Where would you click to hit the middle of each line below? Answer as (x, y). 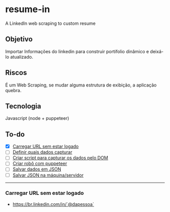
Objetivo (19, 39)
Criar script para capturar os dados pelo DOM (60, 158)
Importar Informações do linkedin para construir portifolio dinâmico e (77, 51)
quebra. (13, 90)
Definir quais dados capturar (42, 152)
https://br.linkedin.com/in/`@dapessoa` (53, 204)
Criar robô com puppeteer (40, 163)
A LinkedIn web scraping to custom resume (51, 23)
